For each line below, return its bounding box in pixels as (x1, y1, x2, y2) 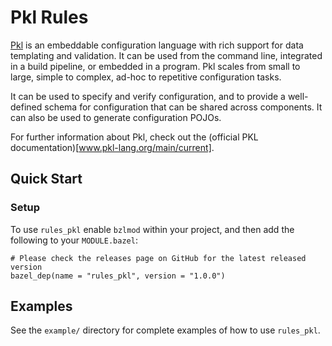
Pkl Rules (10, 6, 89, 29)
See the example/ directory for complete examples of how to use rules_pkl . (10, 324, 321, 336)
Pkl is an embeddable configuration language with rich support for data (10, 39, 304, 51)
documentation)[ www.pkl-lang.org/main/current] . (10, 141, 215, 153)
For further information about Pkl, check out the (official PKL (10, 131, 259, 143)
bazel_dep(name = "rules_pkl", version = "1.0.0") (10, 271, 226, 281)
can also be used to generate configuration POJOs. (10, 111, 222, 123)
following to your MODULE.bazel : (10, 234, 138, 246)
